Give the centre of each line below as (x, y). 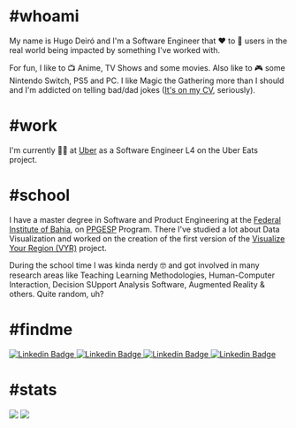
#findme (41, 330)
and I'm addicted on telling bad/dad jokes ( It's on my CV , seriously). (133, 89)
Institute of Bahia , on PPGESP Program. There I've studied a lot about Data (144, 229)
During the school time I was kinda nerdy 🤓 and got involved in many (134, 265)
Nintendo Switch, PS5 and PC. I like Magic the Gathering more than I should (147, 80)
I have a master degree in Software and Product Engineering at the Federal (145, 219)
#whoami (44, 16)
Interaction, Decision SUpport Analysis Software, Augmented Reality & (137, 284)
